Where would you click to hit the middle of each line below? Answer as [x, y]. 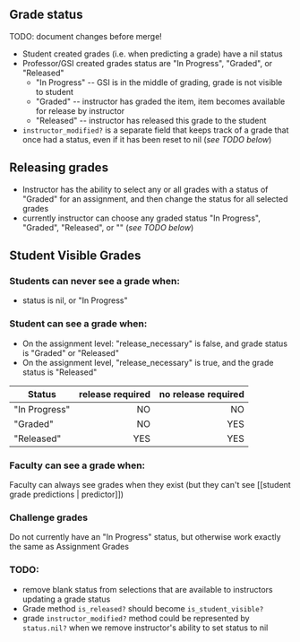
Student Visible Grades [75, 256]
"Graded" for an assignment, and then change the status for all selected [155, 199]
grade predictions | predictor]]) [66, 494]
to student [55, 91]
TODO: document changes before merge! [86, 36]
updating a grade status [66, 599]
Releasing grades [59, 168]
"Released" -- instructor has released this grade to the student [151, 120]
